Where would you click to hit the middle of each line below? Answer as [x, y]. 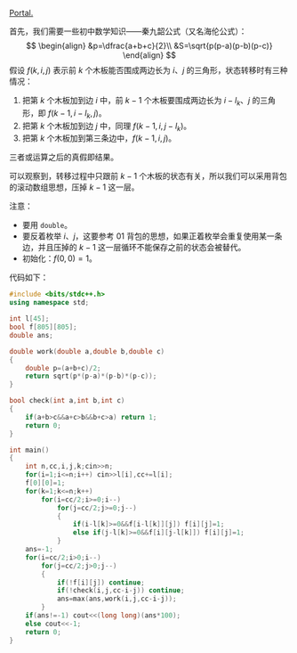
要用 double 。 [47, 225]
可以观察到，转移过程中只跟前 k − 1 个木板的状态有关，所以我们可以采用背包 [148, 176]
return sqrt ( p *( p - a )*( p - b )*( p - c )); [91, 376]
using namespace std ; [49, 303]
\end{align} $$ [149, 55]
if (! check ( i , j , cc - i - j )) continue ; [120, 591]
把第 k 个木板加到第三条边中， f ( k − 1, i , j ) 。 [99, 138]
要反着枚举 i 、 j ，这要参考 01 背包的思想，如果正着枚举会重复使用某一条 [152, 236]
